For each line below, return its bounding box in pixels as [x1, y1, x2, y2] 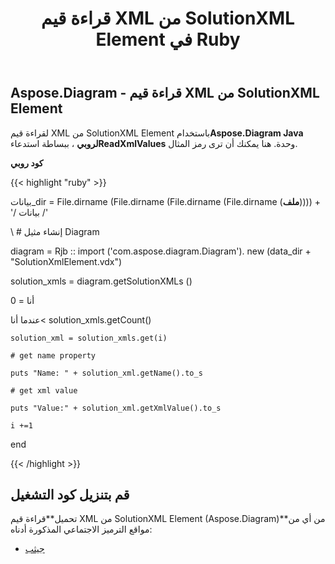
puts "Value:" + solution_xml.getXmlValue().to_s [10, 403, 222, 413]
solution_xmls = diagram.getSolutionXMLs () [10, 275, 193, 287]
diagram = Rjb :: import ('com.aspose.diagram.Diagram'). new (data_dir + [10, 245, 312, 257]
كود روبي [10, 157, 44, 169]
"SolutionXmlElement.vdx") [10, 255, 123, 267]
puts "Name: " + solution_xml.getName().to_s [10, 368, 203, 378]
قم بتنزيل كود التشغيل [10, 487, 130, 503]
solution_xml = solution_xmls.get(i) [10, 333, 168, 343]
